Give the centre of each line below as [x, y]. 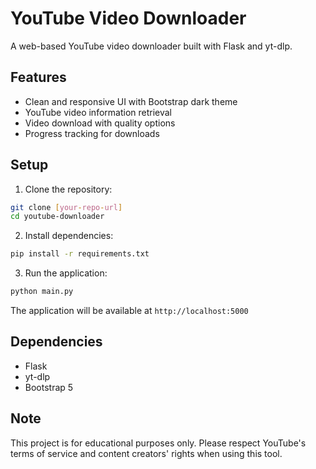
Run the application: [66, 273]
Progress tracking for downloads [92, 133]
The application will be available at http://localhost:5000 [129, 311]
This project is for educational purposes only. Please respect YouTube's [158, 443]
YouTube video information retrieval [98, 112]
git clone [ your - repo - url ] [66, 207]
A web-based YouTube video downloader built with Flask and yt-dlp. [151, 46]
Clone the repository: [68, 189]
